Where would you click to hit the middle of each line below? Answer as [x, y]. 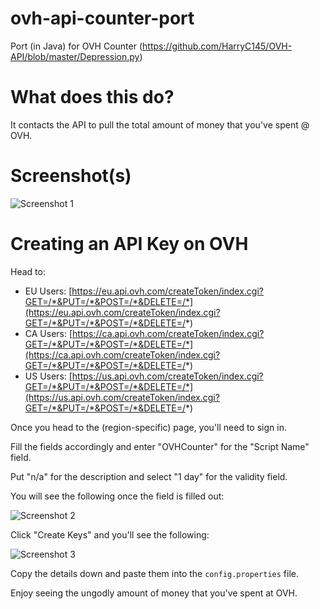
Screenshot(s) [71, 176]
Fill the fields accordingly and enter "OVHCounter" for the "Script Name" [160, 446]
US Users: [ [48, 376]
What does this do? [92, 97]
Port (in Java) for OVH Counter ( [76, 46]
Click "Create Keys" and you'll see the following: [110, 534]
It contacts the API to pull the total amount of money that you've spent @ [160, 124]
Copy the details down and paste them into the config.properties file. [154, 573]
